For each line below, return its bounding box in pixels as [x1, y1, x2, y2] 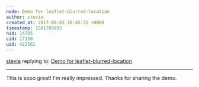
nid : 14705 [6, 31, 33, 36]
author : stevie [6, 14, 44, 20]
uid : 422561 [6, 42, 36, 48]
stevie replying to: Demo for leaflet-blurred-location [6, 57, 132, 65]
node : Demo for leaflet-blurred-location [6, 8, 110, 15]
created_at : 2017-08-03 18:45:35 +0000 [6, 19, 105, 25]
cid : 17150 [6, 36, 33, 42]
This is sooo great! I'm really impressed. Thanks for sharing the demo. [6, 74, 177, 81]
